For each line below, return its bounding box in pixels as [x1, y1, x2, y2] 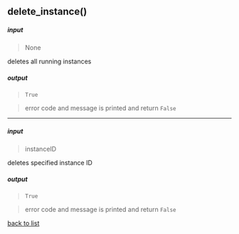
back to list [7, 219, 40, 228]
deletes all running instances [7, 57, 92, 66]
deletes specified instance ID [7, 159, 92, 167]
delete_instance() [7, 6, 87, 18]
